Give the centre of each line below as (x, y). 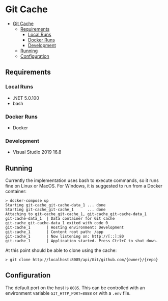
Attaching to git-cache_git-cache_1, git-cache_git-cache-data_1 (76, 214)
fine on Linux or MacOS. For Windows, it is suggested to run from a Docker (84, 186)
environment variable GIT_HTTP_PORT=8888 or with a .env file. (68, 293)
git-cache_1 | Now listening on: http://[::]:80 (65, 237)
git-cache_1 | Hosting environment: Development (65, 228)
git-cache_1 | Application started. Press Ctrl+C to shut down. (82, 241)
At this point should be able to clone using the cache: (61, 250)
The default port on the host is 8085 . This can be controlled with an (75, 288)
